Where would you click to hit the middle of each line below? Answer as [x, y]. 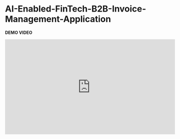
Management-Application [58, 19]
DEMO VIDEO [19, 32]
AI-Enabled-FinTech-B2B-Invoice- [76, 9]
